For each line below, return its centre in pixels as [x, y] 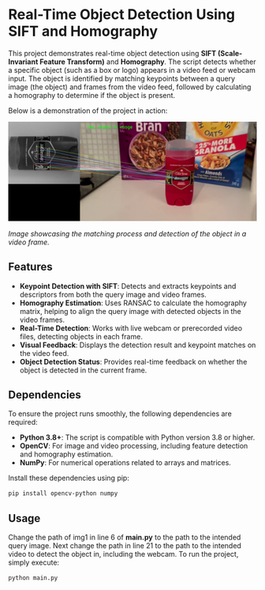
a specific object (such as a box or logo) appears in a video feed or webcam [132, 70]
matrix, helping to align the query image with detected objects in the [131, 311]
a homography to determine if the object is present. [92, 95]
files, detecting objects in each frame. [81, 336]
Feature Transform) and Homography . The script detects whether [147, 62]
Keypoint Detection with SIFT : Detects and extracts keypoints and [128, 286]
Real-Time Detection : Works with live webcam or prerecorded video [131, 328]
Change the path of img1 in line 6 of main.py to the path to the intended [125, 537]
